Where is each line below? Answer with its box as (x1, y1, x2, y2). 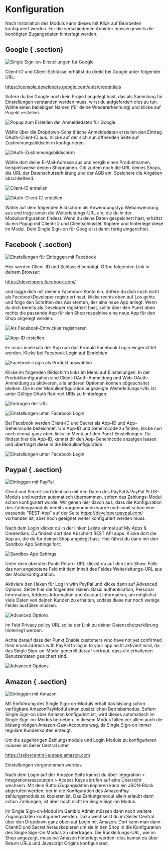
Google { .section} (5, 45, 64, 54)
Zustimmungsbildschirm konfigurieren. (5, 139, 85, 145)
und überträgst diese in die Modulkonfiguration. (5, 441, 104, 447)
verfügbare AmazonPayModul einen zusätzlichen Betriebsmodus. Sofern (5, 706, 156, 712)
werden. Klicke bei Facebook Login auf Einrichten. (5, 350, 109, 356)
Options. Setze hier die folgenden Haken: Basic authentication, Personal (5, 586, 154, 592)
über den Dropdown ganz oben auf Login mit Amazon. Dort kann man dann (5, 819, 161, 825)
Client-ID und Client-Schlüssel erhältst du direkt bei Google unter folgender (5, 68, 161, 74)
